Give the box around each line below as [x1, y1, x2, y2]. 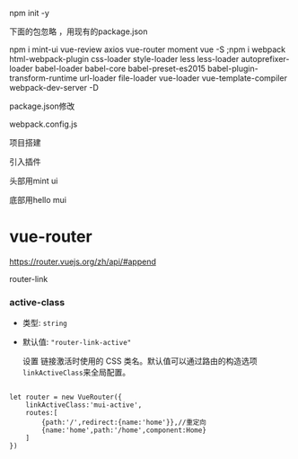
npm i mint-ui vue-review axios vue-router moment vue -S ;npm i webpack [9, 44, 286, 55]
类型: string [22, 318, 67, 329]
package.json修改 [9, 101, 75, 111]
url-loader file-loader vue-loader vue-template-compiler [79, 73, 287, 84]
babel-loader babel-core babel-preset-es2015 [34, 63, 206, 74]
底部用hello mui [9, 195, 67, 205]
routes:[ [25, 409, 58, 418]
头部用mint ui [9, 175, 58, 186]
